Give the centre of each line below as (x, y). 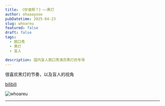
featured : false (22, 28)
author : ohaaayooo (24, 14)
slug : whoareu (20, 23)
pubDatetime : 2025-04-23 (30, 19)
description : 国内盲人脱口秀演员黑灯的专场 (45, 60)
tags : (11, 37)
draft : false (18, 33)
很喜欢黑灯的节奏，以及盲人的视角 (40, 74)
